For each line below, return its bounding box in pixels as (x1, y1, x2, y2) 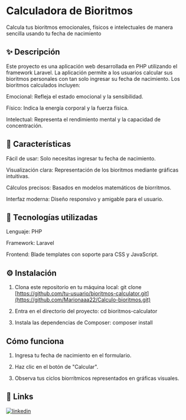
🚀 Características (6, 139, 71, 149)
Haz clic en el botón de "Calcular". (14, 363, 99, 370)
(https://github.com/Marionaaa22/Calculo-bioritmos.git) (14, 296, 151, 303)
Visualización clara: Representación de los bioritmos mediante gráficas (6, 166, 179, 173)
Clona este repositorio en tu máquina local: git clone (14, 284, 142, 291)
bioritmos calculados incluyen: (6, 81, 81, 88)
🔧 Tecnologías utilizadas (6, 212, 98, 222)
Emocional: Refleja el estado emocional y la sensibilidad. (6, 93, 143, 100)
